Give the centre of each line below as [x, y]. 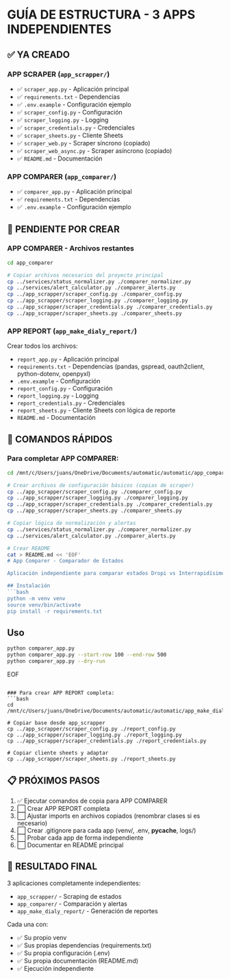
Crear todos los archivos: [42, 346]
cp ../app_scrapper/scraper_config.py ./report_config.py [91, 729]
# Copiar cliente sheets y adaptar [58, 753]
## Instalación [29, 586]
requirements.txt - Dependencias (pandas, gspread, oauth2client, [111, 366]
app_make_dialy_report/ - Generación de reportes [88, 911]
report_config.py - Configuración [65, 388]
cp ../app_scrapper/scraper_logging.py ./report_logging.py [95, 735]
